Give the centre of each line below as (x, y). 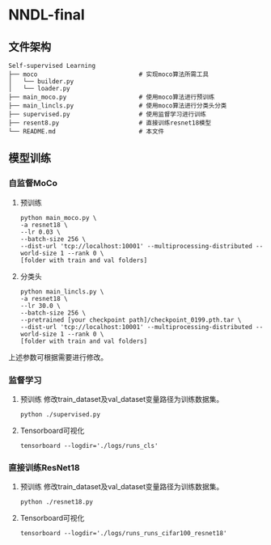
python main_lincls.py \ (62, 292)
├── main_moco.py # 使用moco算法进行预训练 (112, 97)
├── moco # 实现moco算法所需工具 (108, 74)
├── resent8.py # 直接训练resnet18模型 (110, 123)
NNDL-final (47, 15)
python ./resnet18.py (56, 502)
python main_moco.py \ (58, 218)
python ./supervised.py (60, 414)
